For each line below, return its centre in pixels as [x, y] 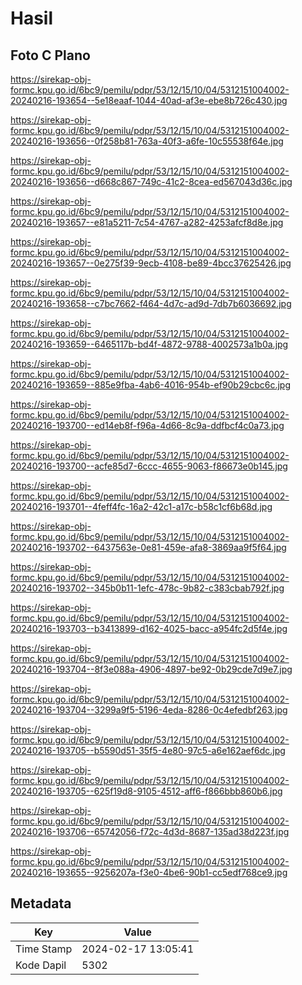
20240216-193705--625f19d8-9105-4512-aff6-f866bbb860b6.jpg [146, 791]
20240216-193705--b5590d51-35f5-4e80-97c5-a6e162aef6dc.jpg [148, 750]
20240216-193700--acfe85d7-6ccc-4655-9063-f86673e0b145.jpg [149, 466]
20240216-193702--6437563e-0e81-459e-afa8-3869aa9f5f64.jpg [148, 547]
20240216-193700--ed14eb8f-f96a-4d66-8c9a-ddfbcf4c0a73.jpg [147, 425]
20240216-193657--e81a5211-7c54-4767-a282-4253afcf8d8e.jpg [147, 222]
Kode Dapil [41, 965]
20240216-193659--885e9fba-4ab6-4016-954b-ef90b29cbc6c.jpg [150, 385]
